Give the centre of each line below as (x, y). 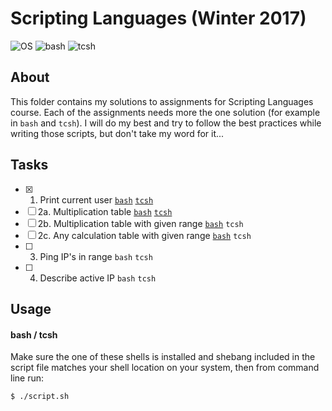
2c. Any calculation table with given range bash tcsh (144, 235)
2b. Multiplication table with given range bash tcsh (140, 223)
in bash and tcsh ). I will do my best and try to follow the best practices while (166, 123)
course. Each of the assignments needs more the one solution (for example (165, 112)
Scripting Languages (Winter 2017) (158, 18)
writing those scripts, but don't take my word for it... (117, 133)
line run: (27, 378)
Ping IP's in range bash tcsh (96, 256)
